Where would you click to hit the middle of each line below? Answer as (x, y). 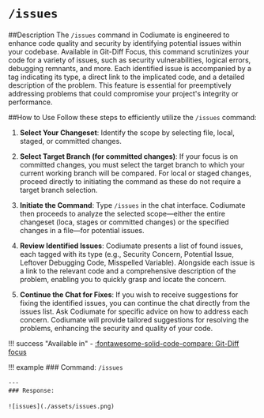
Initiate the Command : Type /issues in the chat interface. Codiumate (132, 205)
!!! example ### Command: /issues (66, 367)
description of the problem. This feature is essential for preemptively (120, 85)
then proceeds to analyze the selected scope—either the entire (123, 213)
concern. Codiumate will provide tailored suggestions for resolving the (134, 319)
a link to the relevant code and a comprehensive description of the (128, 271)
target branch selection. (58, 190)
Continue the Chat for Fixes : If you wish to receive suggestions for (129, 294)
